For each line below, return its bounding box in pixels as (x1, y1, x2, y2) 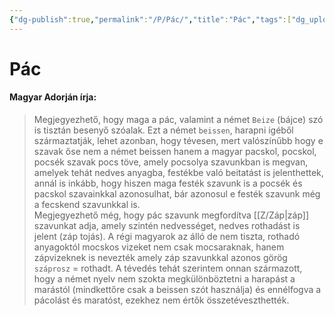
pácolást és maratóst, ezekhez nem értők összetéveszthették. (33, 294, 290, 306)
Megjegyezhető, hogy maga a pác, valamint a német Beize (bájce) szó (33, 114, 324, 126)
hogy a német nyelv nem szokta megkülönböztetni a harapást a (33, 273, 296, 285)
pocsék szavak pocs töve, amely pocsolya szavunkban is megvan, (33, 156, 309, 168)
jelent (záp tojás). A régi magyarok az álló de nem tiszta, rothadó (33, 231, 301, 243)
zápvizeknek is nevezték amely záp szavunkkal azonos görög (33, 252, 288, 264)
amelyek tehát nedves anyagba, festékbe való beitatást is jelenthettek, (33, 167, 324, 179)
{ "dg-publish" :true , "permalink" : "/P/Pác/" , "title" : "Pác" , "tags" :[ (9, 14, 292, 25)
